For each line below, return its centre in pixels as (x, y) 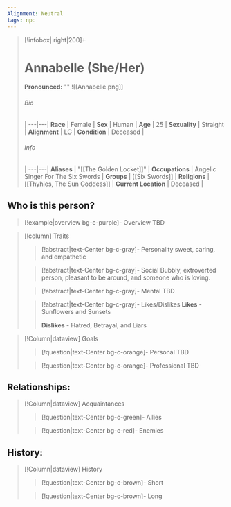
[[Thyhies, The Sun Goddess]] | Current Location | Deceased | (114, 184)
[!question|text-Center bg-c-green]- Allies (102, 418)
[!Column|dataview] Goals (61, 338)
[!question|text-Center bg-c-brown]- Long (102, 496)
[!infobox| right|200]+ (55, 40)
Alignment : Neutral (35, 14)
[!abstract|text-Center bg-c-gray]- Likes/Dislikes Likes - (121, 304)
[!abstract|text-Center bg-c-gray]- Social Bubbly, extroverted (129, 270)
